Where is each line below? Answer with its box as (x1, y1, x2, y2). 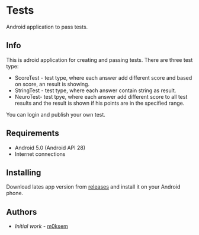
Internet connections (14, 150, 66, 158)
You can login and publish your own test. (6, 111, 105, 118)
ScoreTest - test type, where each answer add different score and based (14, 74, 192, 81)
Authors (6, 206, 37, 217)
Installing (6, 167, 41, 177)
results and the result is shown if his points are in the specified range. (14, 99, 185, 106)
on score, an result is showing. (14, 80, 90, 87)
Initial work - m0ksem (14, 223, 68, 230)
